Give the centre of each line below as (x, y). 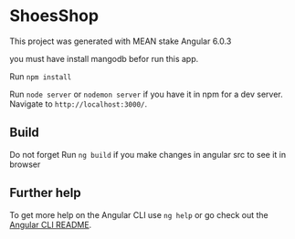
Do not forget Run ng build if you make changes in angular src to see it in (148, 154)
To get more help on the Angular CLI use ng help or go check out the (139, 214)
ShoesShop (54, 16)
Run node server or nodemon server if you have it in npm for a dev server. (146, 94)
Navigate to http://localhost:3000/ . (79, 104)
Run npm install (41, 76)
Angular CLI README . (51, 224)
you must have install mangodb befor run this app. (104, 58)
